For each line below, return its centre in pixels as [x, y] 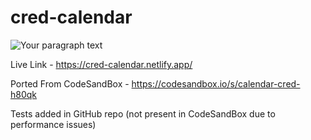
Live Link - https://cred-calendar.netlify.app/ [101, 64]
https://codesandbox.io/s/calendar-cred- [216, 83]
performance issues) [53, 124]
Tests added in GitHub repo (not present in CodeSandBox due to [143, 113]
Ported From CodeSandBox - [70, 83]
